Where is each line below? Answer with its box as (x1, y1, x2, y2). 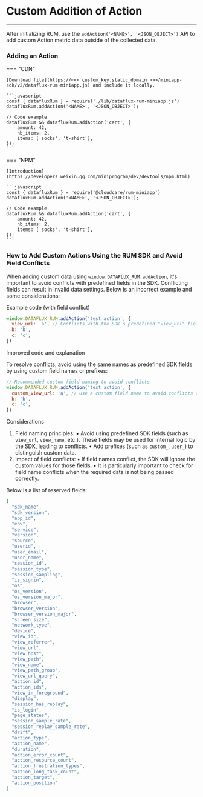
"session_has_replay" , (11, 701, 69, 707)
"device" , (11, 628, 36, 634)
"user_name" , (11, 555, 45, 561)
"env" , (11, 521, 28, 527)
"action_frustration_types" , (11, 763, 85, 769)
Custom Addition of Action (6, 4, 143, 18)
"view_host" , (11, 650, 45, 656)
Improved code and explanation (6, 348, 85, 356)
